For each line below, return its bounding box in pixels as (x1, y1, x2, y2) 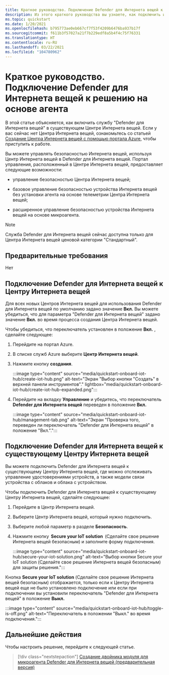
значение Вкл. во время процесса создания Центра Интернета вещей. (5, 317, 158, 323)
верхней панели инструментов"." (12, 381, 84, 388)
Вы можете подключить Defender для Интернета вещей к (5, 463, 129, 469)
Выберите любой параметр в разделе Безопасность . (12, 523, 128, 529)
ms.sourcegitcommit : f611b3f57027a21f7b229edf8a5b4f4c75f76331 (5, 31, 141, 36)
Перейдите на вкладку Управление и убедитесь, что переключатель (12, 397, 162, 403)
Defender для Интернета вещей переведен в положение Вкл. (12, 402, 147, 408)
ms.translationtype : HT (5, 36, 55, 41)
